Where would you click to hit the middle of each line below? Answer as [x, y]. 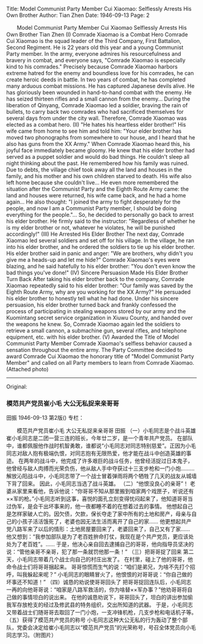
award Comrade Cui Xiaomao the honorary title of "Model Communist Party [100, 356]
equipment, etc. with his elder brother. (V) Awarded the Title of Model [93, 337]
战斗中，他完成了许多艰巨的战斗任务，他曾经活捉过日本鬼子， [116, 461]
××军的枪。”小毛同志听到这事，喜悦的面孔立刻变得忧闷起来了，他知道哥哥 [97, 499]
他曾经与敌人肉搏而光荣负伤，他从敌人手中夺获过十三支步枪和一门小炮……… [101, 468]
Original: [17, 387]
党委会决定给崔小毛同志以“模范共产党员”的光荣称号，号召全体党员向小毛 [106, 628]
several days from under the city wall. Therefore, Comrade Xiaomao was [97, 118]
